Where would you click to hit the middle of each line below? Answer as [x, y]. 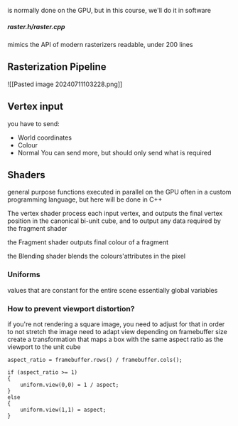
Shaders [27, 175]
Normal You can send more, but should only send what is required [114, 152]
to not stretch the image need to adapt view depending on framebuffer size [117, 332]
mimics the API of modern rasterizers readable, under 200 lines [100, 44]
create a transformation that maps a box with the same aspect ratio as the [115, 339]
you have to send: [34, 123]
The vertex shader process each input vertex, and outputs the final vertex [115, 214]
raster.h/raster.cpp [36, 26]
